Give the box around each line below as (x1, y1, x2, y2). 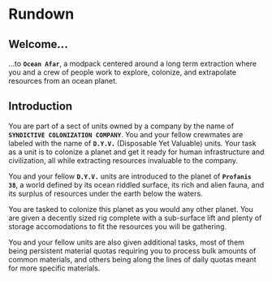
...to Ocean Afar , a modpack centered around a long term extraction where (8, 58, 257, 68)
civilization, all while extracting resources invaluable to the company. (8, 155, 238, 165)
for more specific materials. (8, 263, 101, 273)
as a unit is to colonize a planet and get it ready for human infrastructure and (8, 147, 265, 157)
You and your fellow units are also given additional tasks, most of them (8, 237, 245, 247)
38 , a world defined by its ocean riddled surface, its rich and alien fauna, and (8, 179, 265, 189)
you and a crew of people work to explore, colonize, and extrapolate (8, 67, 237, 77)
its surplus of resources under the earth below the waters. (8, 188, 203, 198)
